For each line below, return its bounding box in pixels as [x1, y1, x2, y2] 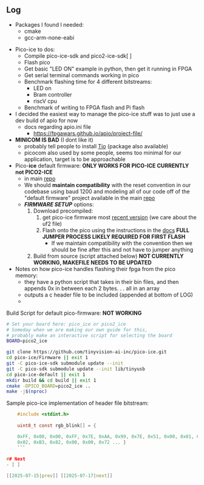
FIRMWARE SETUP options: [24, 201, 94, 208]
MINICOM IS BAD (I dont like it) [15, 136, 93, 143]
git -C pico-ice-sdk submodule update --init [6, 360, 123, 366]
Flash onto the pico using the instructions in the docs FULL [42, 226, 190, 233]
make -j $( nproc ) [6, 388, 47, 394]
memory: [15, 272, 38, 279]
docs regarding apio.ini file [24, 123, 91, 130]
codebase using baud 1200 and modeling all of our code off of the [24, 188, 190, 195]
